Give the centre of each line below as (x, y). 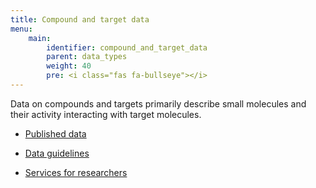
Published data (55, 133)
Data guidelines (57, 153)
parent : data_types (87, 57)
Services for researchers (76, 172)
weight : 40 (69, 66)
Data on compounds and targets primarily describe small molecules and (158, 103)
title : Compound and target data (80, 19)
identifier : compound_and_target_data (127, 47)
